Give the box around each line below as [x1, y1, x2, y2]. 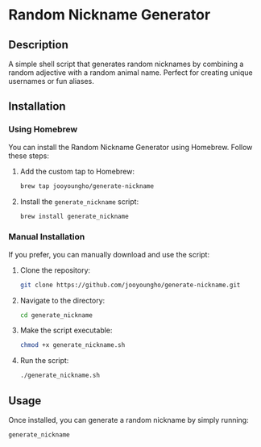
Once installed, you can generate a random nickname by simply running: [8, 416, 249, 425]
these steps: [8, 151, 50, 161]
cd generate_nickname [19, 311, 93, 320]
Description [8, 38, 68, 52]
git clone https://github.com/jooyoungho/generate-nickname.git [19, 281, 241, 289]
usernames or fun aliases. [8, 77, 94, 86]
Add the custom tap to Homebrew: [19, 166, 135, 176]
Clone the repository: [19, 265, 91, 275]
